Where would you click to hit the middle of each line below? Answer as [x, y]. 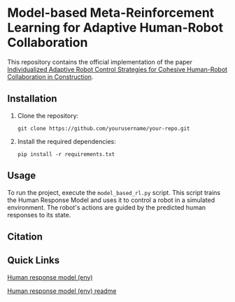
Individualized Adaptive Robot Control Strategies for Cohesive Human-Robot [117, 69]
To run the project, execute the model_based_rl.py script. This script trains [114, 192]
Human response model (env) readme [62, 291]
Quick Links [34, 260]
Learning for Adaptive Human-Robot [115, 28]
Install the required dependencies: [67, 141]
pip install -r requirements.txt [66, 154]
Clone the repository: [48, 115]
